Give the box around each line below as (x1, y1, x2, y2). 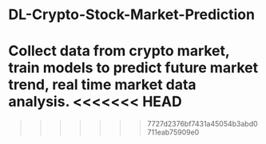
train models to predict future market (8, 59, 259, 77)
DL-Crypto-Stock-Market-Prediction (8, 6, 256, 24)
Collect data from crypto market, (8, 42, 230, 60)
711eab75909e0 (147, 127, 200, 137)
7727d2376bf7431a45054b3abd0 (147, 119, 258, 129)
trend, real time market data (8, 76, 197, 94)
